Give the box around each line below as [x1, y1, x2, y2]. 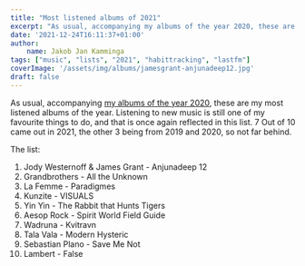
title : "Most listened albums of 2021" [10, 13, 162, 23]
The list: [10, 143, 41, 154]
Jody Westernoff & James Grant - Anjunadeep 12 [23, 161, 208, 172]
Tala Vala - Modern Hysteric [23, 229, 129, 240]
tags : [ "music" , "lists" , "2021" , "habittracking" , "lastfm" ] [10, 55, 251, 64]
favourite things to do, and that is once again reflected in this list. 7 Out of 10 [10, 116, 296, 127]
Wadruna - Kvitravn [23, 219, 97, 230]
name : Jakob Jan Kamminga [26, 47, 125, 56]
